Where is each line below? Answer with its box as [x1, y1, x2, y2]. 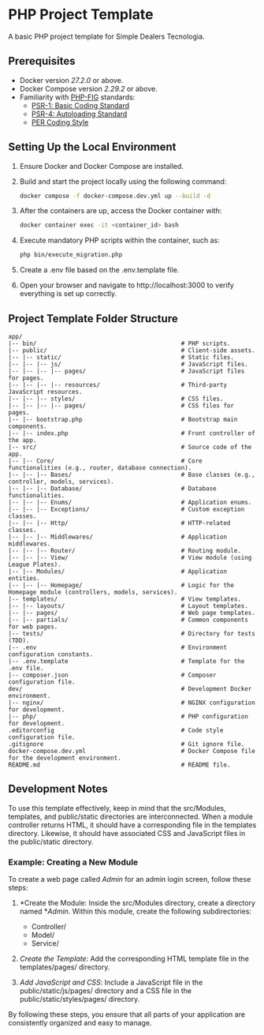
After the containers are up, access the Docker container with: [19, 206, 222, 216]
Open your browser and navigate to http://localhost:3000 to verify [19, 280, 234, 290]
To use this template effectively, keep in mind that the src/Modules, [8, 803, 226, 812]
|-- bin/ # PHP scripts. [8, 339, 231, 347]
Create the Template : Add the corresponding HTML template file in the [19, 954, 250, 964]
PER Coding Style [31, 117, 89, 127]
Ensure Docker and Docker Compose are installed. [19, 161, 184, 171]
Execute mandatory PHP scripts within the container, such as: [19, 235, 221, 246]
